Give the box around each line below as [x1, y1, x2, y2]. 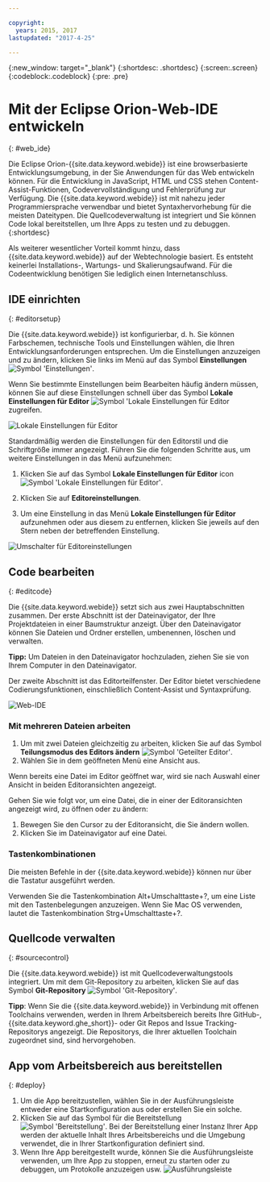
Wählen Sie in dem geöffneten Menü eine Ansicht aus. [19, 755, 201, 766]
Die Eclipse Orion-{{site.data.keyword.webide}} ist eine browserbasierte [8, 159, 248, 169]
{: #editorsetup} [8, 314, 61, 323]
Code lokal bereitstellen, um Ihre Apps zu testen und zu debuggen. [8, 219, 231, 229]
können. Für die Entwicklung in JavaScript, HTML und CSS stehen [8, 177, 228, 186]
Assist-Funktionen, [8, 185, 71, 194]
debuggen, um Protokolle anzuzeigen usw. [19, 1164, 162, 1174]
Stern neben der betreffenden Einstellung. [19, 526, 160, 536]
